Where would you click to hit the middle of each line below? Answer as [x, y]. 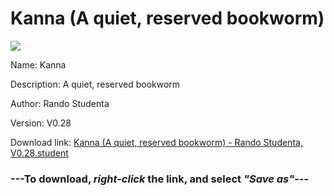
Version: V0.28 [41, 123]
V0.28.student [39, 153]
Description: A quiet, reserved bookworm [95, 84]
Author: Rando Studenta [60, 103]
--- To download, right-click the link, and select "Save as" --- [160, 179]
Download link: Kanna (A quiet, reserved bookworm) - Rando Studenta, [156, 142]
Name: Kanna [38, 64]
